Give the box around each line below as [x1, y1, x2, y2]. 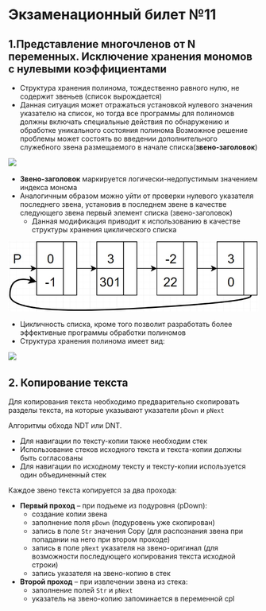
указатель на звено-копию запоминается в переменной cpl [31, 594, 235, 604]
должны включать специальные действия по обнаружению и [19, 117, 229, 126]
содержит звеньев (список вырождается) [19, 91, 163, 101]
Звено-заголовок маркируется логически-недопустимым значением [19, 174, 258, 184]
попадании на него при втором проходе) [31, 535, 171, 544]
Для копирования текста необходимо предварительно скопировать [8, 397, 240, 407]
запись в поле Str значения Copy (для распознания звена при [31, 527, 244, 536]
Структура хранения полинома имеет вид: [19, 337, 165, 346]
